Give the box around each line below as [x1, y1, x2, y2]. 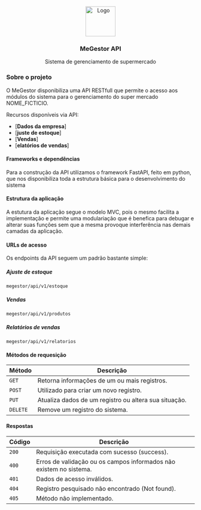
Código [9, 438, 31, 446]
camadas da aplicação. [6, 227, 63, 235]
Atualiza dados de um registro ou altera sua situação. [37, 396, 187, 404]
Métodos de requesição [6, 351, 67, 359]
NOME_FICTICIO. [6, 99, 49, 107]
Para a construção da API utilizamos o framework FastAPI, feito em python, [6, 168, 191, 176]
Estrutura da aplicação [6, 195, 64, 202]
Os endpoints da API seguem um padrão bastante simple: [6, 254, 148, 262]
